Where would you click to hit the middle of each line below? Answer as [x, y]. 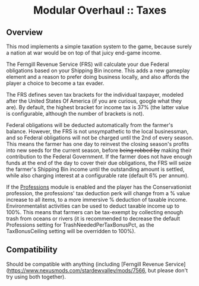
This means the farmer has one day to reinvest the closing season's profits [98, 144]
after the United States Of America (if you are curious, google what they [94, 101]
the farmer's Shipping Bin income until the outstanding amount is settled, [95, 169]
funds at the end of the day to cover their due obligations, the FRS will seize [99, 163]
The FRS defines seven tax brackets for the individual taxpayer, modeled [95, 95]
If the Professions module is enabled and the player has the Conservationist [99, 187]
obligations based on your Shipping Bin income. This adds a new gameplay [98, 71]
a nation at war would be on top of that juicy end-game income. [84, 53]
